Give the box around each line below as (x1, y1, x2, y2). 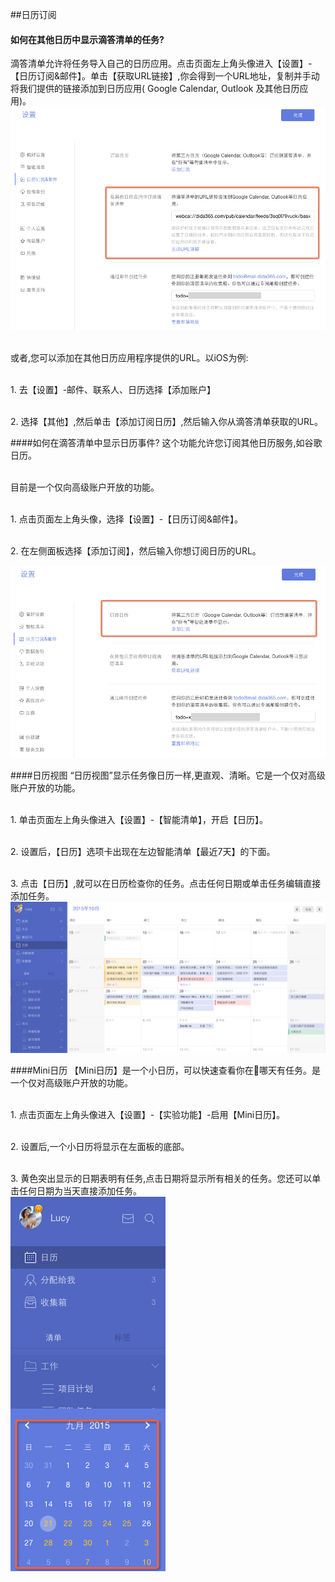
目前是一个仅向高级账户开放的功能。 (10, 481, 160, 493)
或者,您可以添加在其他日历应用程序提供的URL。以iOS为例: (10, 351, 249, 363)
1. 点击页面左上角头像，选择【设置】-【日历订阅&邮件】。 (10, 513, 244, 525)
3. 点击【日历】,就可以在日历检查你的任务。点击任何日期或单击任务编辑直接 (10, 878, 322, 890)
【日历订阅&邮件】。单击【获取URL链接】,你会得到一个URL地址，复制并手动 (10, 70, 320, 82)
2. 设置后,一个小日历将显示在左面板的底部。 (10, 1140, 190, 1152)
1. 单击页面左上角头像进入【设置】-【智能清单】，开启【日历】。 (10, 814, 269, 826)
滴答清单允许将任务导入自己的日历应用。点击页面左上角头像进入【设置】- (10, 58, 313, 70)
